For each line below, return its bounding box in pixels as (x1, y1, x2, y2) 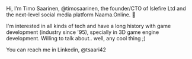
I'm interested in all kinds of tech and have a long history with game (6, 23, 171, 29)
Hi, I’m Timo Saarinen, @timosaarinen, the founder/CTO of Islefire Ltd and (6, 5, 186, 12)
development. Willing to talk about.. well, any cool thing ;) (6, 35, 146, 41)
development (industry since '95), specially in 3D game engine (6, 29, 159, 36)
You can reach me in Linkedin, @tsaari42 (6, 46, 107, 53)
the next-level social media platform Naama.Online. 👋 (6, 11, 136, 18)
